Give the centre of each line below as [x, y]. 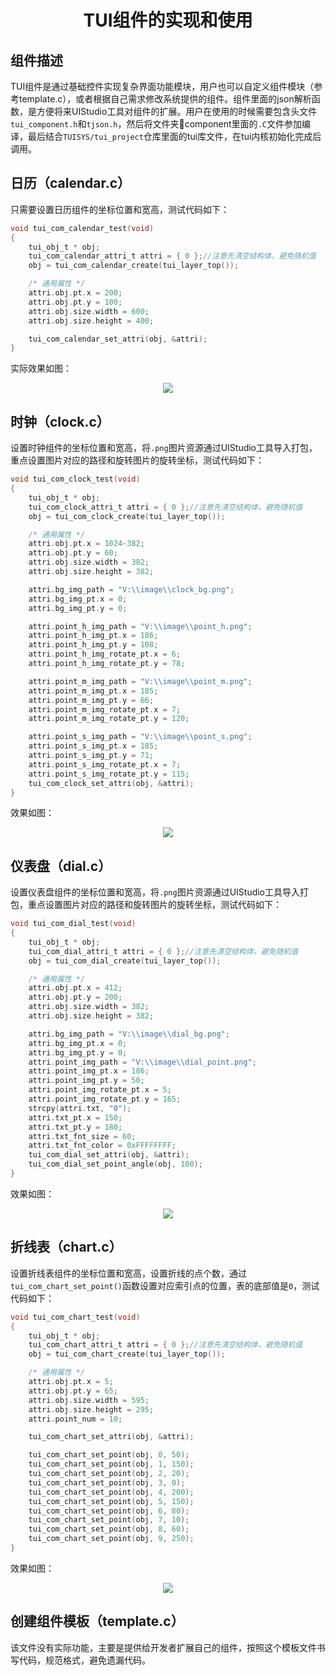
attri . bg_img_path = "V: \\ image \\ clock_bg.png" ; [131, 589]
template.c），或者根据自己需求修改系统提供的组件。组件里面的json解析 [165, 99]
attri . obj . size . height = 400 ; [91, 321]
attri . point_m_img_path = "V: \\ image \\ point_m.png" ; [140, 681]
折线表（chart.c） [66, 1247]
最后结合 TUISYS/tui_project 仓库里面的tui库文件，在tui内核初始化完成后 [174, 136]
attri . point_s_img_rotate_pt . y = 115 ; [109, 774]
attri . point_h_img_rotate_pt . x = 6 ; [105, 654]
